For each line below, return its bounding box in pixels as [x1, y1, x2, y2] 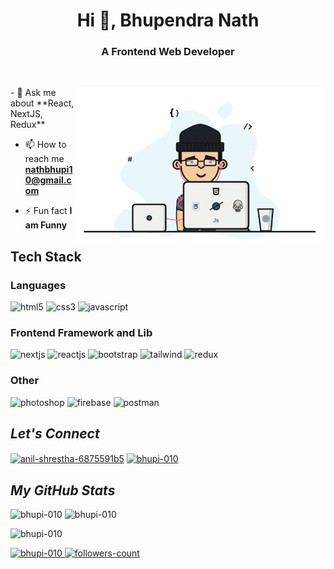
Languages [10, 278, 67, 292]
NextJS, [10, 108, 43, 120]
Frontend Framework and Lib [10, 326, 153, 340]
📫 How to [24, 139, 67, 151]
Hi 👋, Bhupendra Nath [76, 9, 260, 32]
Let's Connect [10, 425, 100, 443]
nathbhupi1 [24, 164, 73, 176]
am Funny [24, 219, 68, 231]
